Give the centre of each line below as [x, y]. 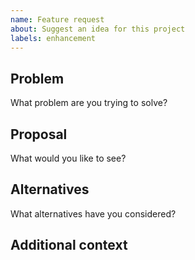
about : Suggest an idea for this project [98, 29]
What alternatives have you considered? [93, 213]
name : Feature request [57, 19]
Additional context [69, 245]
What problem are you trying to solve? [89, 103]
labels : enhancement [53, 38]
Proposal [39, 134]
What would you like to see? [68, 158]
